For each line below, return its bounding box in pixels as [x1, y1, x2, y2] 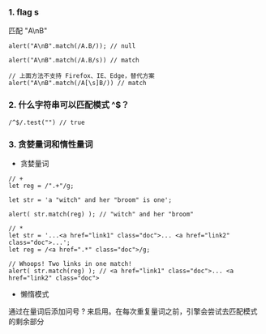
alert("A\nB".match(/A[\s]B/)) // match [8, 79, 148, 88]
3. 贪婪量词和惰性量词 [8, 139, 93, 150]
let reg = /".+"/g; [8, 182, 75, 190]
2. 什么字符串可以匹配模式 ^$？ [8, 100, 130, 111]
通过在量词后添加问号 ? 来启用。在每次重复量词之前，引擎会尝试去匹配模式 [8, 306, 258, 316]
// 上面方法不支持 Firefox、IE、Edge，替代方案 [8, 72, 156, 80]
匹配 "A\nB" [8, 26, 48, 36]
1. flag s [8, 6, 39, 18]
